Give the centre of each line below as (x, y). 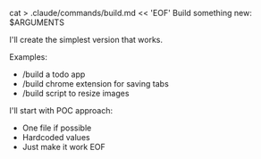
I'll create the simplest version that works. (86, 40)
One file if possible (57, 128)
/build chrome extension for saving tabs (96, 84)
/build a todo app (54, 74)
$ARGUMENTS (37, 22)
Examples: (28, 57)
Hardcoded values (56, 137)
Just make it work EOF (63, 147)
